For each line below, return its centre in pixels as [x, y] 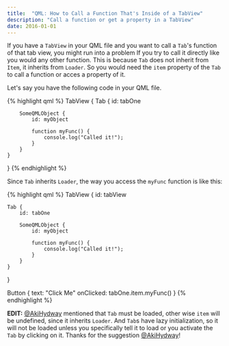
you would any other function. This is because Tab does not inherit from [108, 60]
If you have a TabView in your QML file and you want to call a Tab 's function [112, 46]
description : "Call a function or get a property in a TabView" [100, 20]
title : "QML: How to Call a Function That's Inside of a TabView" [105, 13]
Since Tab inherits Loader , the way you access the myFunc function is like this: [115, 181]
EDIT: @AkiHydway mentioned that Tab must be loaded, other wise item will [113, 314]
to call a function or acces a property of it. [66, 75]
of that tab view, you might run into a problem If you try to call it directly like [113, 53]
